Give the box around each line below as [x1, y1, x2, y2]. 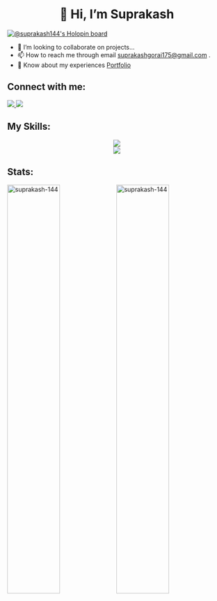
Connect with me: [7, 81, 86, 93]
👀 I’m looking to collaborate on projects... [17, 43, 135, 51]
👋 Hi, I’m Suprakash [59, 6, 175, 22]
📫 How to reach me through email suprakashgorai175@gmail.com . [17, 50, 211, 59]
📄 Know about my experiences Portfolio [17, 61, 131, 69]
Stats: [7, 165, 34, 177]
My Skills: [7, 121, 51, 133]
